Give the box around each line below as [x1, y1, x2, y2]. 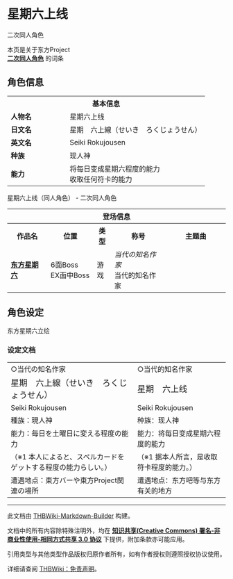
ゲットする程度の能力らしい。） [10, 462, 112, 472]
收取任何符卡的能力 [69, 174, 133, 184]
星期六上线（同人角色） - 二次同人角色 [7, 193, 117, 202]
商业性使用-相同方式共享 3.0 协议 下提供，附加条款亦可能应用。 [7, 535, 189, 543]
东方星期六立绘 [7, 326, 50, 334]
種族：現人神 [10, 415, 53, 425]
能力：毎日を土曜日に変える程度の [10, 428, 122, 438]
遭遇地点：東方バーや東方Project [10, 475, 118, 485]
